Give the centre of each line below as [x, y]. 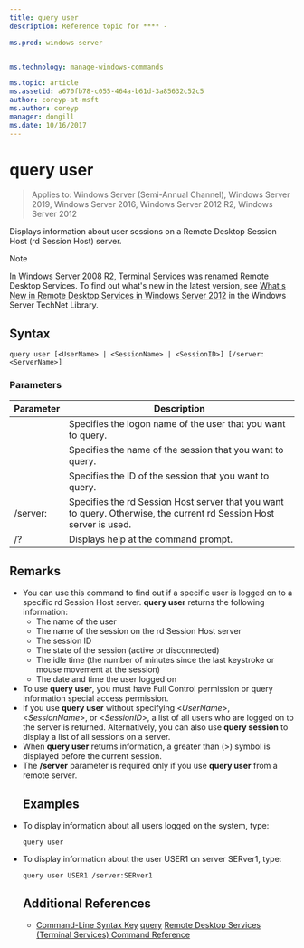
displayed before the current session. [92, 756]
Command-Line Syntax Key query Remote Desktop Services [148, 924]
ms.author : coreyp [44, 109]
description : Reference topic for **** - [89, 26]
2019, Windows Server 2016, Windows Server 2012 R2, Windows [152, 204]
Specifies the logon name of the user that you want [177, 423]
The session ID [64, 641]
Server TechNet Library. [54, 305]
